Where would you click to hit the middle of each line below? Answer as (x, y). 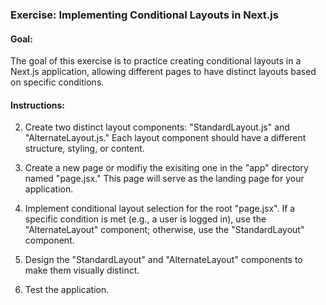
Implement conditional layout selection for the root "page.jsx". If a (160, 209)
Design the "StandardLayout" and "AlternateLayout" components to (163, 260)
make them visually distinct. (82, 270)
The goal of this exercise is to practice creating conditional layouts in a (156, 61)
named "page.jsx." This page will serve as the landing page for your (164, 179)
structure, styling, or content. (84, 149)
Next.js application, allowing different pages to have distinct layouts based (163, 72)
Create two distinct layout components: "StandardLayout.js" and (157, 127)
